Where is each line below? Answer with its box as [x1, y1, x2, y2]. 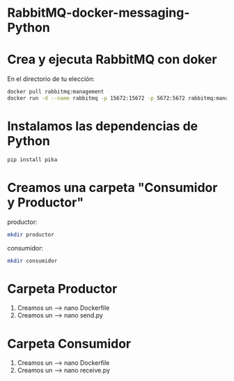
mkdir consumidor [7, 257, 58, 264]
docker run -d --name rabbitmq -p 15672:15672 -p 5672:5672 [7, 95, 186, 102]
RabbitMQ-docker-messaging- [7, 5, 190, 21]
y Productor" [7, 194, 84, 210]
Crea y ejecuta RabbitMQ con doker [7, 52, 217, 68]
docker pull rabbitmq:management [7, 89, 104, 96]
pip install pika [7, 156, 58, 163]
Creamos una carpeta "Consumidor [7, 179, 218, 195]
